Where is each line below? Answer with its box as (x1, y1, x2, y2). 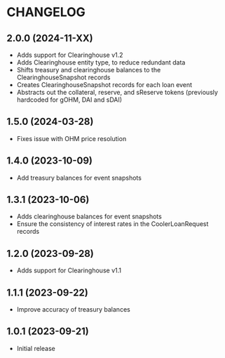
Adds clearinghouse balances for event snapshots (16, 212, 162, 221)
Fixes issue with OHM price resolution (16, 134, 127, 142)
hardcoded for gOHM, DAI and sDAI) (16, 95, 123, 104)
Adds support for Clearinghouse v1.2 (16, 51, 123, 59)
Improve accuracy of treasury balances (16, 305, 130, 314)
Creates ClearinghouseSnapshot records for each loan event (16, 81, 193, 88)
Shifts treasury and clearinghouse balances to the (16, 66, 161, 74)
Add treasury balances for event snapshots (16, 173, 142, 182)
